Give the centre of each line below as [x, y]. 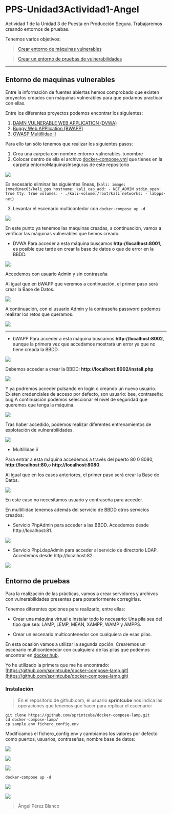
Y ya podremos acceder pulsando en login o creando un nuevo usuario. [81, 389]
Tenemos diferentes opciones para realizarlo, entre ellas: [65, 609]
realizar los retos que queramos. [39, 314]
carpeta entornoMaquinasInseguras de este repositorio [71, 165]
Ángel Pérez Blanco [39, 806]
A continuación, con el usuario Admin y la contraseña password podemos [83, 309]
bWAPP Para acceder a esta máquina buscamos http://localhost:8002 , [89, 338]
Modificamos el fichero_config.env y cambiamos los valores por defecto [81, 734]
